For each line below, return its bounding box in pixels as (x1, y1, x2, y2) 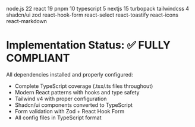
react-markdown (6, 18, 48, 24)
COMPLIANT (6, 52, 70, 65)
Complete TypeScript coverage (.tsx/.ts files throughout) (14, 82, 153, 90)
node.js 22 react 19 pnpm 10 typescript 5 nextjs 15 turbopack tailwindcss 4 (6, 5, 189, 12)
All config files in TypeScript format (14, 114, 102, 121)
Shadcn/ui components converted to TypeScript (14, 101, 133, 109)
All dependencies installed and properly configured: (6, 71, 134, 78)
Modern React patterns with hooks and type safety (14, 88, 140, 96)
